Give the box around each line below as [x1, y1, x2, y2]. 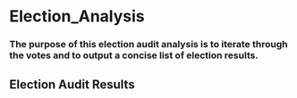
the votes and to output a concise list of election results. [9, 49, 259, 61]
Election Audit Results [9, 77, 136, 92]
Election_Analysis [9, 6, 145, 27]
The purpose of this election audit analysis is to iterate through [9, 38, 288, 51]
